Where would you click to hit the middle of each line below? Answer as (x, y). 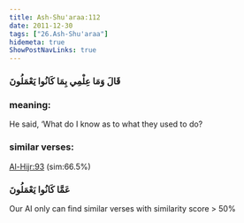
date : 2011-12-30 (41, 26)
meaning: (30, 104)
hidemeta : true (37, 42)
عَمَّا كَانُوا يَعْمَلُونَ (40, 189)
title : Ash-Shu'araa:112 (55, 17)
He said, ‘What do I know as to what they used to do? (106, 124)
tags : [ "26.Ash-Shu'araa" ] (59, 34)
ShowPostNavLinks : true (53, 50)
